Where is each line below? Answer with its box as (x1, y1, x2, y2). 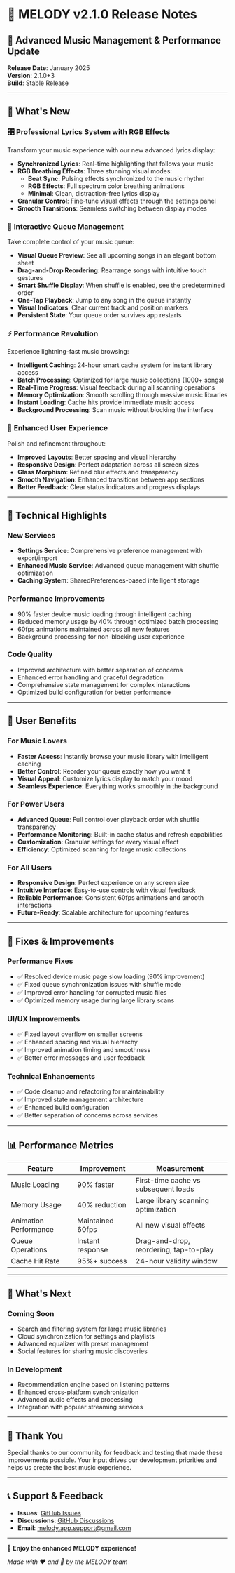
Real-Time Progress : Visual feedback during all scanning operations (17, 383, 215, 392)
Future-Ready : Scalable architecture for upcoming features (17, 908, 190, 917)
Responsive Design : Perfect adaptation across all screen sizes (17, 460, 199, 469)
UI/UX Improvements (7, 1014, 80, 1023)
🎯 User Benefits (7, 715, 77, 727)
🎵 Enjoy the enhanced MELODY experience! (7, 1544, 136, 1552)
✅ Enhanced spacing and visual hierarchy (17, 1038, 138, 1047)
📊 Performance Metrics (7, 1139, 114, 1151)
